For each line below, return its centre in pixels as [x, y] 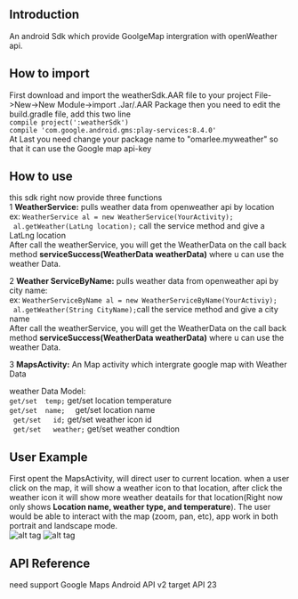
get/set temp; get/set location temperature [90, 401]
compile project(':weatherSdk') [69, 122]
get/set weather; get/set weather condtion [97, 429]
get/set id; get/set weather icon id [83, 420]
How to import [50, 73]
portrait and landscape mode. [64, 526]
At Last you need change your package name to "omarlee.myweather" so [144, 139]
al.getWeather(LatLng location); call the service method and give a [139, 226]
